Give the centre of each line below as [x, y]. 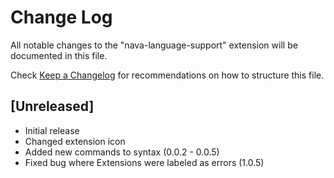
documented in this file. [59, 55]
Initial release [52, 130]
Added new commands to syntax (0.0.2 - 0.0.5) [122, 152]
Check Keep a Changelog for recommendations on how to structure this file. [167, 75]
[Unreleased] [52, 106]
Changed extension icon [75, 141]
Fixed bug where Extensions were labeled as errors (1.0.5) [144, 162]
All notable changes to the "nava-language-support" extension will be [154, 45]
